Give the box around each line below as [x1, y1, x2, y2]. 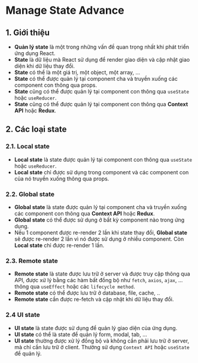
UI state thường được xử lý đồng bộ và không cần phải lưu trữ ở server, [14, 337, 190, 344]
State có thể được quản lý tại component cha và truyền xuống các [14, 75, 178, 82]
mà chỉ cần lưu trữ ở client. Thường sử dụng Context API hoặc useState [14, 343, 190, 350]
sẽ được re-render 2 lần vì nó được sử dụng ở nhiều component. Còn [14, 235, 184, 243]
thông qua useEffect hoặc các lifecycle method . [14, 283, 136, 291]
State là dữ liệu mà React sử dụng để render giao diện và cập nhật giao [14, 56, 190, 63]
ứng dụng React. [14, 50, 56, 57]
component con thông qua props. [14, 81, 97, 89]
